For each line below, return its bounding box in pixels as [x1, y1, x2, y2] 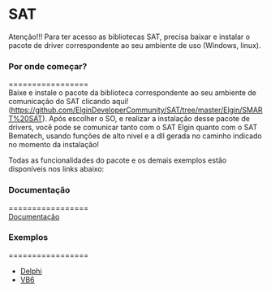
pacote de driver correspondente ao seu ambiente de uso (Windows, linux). [8, 40, 261, 50]
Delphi [19, 266, 42, 276]
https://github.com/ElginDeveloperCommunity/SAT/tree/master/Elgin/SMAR [11, 105, 263, 115]
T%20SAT [8, 114, 43, 124]
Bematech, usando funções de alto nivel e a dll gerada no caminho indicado [8, 131, 262, 141]
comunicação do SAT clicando [8, 97, 111, 107]
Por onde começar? [8, 60, 88, 72]
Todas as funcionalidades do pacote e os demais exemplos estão [8, 155, 227, 165]
